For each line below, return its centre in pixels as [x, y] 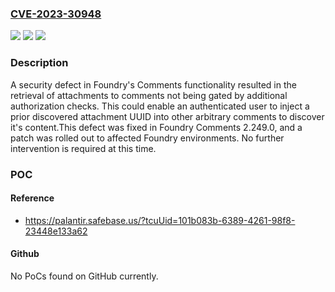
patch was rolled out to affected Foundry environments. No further [147, 138]
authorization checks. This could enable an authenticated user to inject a [160, 106]
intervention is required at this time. [83, 148]
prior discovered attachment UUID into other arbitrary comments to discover [167, 116]
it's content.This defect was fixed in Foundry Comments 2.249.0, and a [156, 127]
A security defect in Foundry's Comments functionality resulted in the [153, 84]
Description [39, 63]
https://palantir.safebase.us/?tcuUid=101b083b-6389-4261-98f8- [160, 220]
